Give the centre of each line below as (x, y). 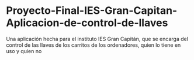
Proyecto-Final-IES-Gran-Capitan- (92, 11)
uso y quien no (24, 51)
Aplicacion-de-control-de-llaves (87, 23)
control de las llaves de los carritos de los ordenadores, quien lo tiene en (93, 45)
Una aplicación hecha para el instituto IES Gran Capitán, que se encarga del (97, 39)
